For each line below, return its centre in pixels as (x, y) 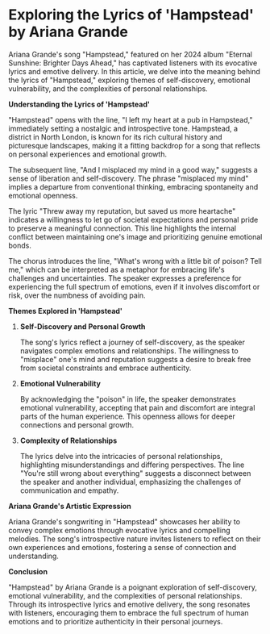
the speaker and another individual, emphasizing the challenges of (131, 482)
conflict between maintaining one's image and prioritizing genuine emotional (135, 236)
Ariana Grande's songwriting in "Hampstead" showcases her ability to (124, 521)
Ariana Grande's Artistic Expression (70, 506)
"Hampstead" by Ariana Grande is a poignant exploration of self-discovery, (133, 587)
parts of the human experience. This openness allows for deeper (128, 416)
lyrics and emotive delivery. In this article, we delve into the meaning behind (134, 71)
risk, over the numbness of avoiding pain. (77, 295)
